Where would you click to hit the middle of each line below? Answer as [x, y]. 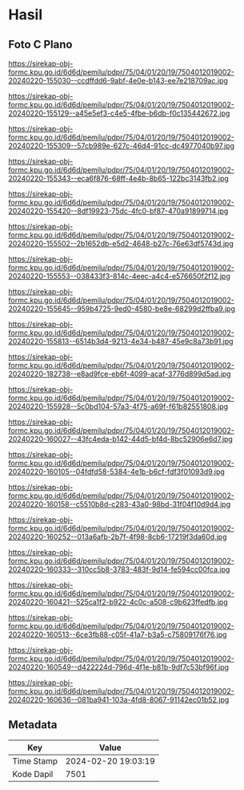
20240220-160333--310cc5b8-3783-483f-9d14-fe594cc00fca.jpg [119, 569]
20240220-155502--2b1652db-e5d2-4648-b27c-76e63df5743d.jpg [121, 243]
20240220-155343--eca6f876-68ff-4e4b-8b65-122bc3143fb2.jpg [119, 178]
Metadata [33, 725]
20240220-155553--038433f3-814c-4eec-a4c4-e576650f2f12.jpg [119, 276]
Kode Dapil [33, 774]
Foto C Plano [40, 45]
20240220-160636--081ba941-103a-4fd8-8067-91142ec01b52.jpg [119, 700]
